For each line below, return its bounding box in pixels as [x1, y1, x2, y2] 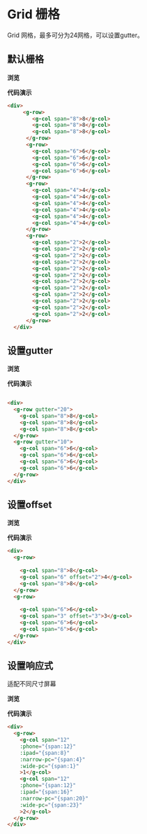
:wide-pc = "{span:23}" [20, 801, 82, 809]
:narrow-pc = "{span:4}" [20, 756, 86, 763]
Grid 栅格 [7, 6, 61, 22]
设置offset [7, 499, 52, 510]
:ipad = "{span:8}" [20, 749, 70, 756]
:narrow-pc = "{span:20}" [20, 795, 89, 802]
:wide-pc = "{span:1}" [20, 763, 79, 770]
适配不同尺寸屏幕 [7, 680, 56, 688]
